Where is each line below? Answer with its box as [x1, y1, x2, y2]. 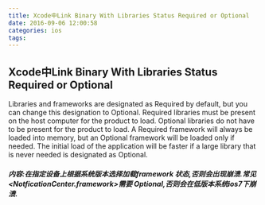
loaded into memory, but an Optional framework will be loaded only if [8, 133, 235, 143]
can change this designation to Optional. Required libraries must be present [8, 108, 256, 118]
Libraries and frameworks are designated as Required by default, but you [8, 99, 248, 109]
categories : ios [8, 26, 62, 34]
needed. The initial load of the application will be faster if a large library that [8, 141, 256, 151]
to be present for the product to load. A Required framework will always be [8, 125, 253, 134]
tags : [8, 33, 26, 42]
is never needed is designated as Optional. [8, 150, 149, 160]
